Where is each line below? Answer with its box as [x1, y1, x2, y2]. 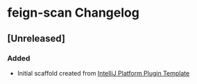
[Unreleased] [7, 33, 66, 44]
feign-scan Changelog [7, 5, 140, 21]
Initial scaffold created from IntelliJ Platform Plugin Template [17, 69, 190, 77]
